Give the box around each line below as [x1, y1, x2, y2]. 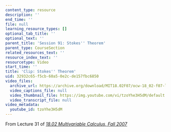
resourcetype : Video [5, 60, 49, 65]
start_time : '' [5, 64, 38, 69]
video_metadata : [5, 102, 40, 108]
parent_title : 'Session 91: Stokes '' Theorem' [5, 41, 106, 46]
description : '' [5, 12, 40, 17]
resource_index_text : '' [5, 55, 58, 60]
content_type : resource [5, 7, 56, 13]
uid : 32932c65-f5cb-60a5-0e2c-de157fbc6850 [5, 74, 99, 79]
